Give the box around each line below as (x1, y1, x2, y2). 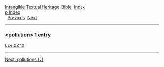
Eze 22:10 (5, 43, 25, 48)
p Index (5, 9, 20, 15)
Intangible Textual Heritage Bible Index (5, 4, 85, 10)
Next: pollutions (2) (5, 56, 44, 63)
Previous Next (7, 15, 37, 20)
